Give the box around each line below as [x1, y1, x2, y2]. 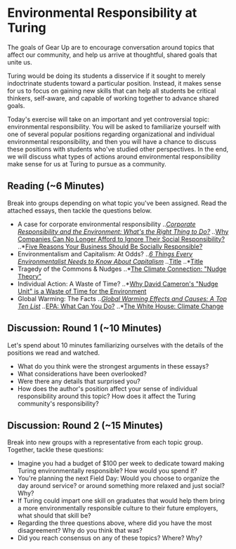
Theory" [17, 272, 42, 280]
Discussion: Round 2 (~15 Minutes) [7, 419, 164, 431]
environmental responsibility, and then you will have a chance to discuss [7, 137, 216, 145]
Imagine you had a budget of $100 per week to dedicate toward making [17, 459, 225, 468]
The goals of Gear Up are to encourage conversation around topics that [7, 43, 215, 51]
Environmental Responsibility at [7, 5, 197, 21]
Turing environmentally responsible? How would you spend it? [17, 467, 198, 475]
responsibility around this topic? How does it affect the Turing [17, 392, 196, 400]
